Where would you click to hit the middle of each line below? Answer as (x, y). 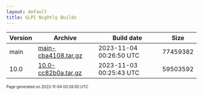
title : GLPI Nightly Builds (42, 17)
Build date (127, 38)
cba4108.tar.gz (60, 55)
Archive (65, 38)
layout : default (27, 12)
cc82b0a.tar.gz (60, 73)
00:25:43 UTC (119, 73)
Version (21, 38)
